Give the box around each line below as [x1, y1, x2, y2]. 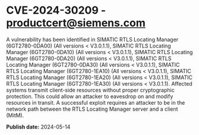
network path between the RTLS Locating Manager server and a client [6, 105, 178, 112]
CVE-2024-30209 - [6, 4, 106, 17]
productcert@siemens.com [6, 16, 146, 30]
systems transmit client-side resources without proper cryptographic [6, 86, 175, 93]
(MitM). [6, 111, 24, 119]
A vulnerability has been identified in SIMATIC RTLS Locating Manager [6, 36, 179, 43]
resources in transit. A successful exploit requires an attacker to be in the [6, 99, 185, 106]
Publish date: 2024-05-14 [6, 123, 71, 130]
